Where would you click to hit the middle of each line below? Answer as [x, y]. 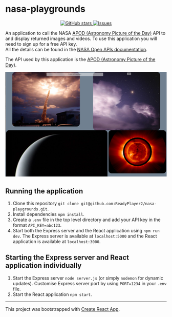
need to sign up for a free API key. [41, 44]
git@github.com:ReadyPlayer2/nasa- [119, 204]
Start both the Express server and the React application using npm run [86, 231]
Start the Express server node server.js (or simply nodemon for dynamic [88, 278]
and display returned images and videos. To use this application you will [81, 38]
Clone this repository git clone [46, 204]
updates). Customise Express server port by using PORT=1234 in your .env [90, 283]
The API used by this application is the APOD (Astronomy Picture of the [80, 59]
